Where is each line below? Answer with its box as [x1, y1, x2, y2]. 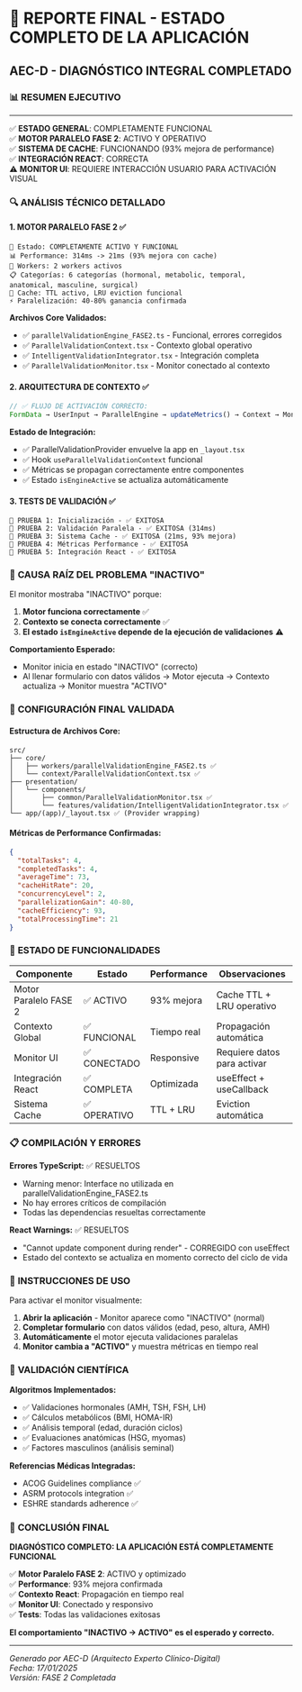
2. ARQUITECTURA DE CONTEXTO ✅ [9, 381, 150, 392]
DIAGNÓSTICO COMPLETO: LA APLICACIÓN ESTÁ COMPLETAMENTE [9, 1542, 274, 1552]
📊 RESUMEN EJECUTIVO [9, 90, 121, 103]
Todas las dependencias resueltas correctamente [22, 1207, 207, 1218]
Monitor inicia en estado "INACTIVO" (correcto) [22, 661, 199, 672]
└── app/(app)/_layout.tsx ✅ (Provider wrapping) [9, 808, 200, 818]
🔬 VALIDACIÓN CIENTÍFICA [9, 1364, 129, 1377]
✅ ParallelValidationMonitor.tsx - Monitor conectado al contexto [22, 360, 271, 370]
